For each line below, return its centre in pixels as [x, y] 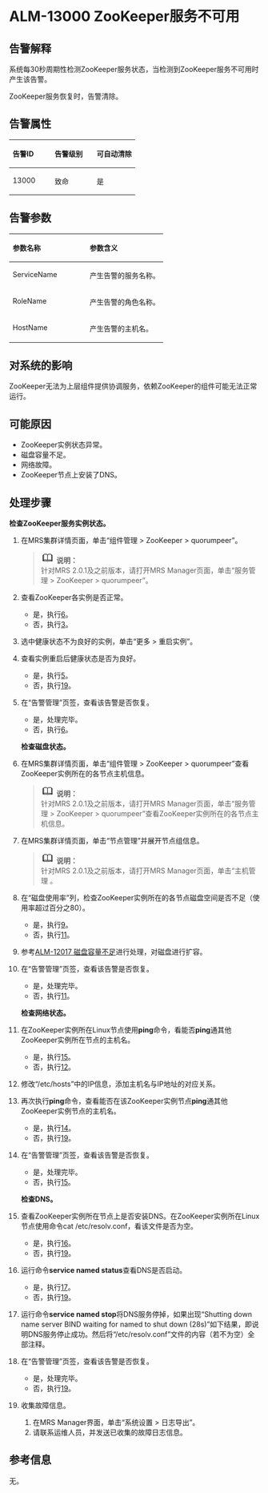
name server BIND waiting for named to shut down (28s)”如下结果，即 [136, 1324]
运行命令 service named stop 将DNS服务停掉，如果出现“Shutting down [136, 1314]
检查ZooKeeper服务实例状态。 [60, 523]
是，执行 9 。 [52, 925]
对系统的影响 [41, 366]
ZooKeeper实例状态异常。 [64, 445]
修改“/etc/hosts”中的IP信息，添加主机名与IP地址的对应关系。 [120, 1084]
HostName [30, 328]
